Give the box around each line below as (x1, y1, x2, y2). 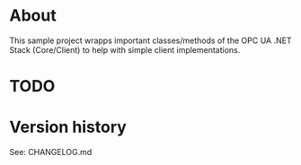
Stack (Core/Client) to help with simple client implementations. (9, 44, 241, 55)
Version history (9, 117, 128, 137)
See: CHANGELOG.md (9, 147, 93, 158)
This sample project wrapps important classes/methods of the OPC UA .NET (9, 35, 292, 46)
